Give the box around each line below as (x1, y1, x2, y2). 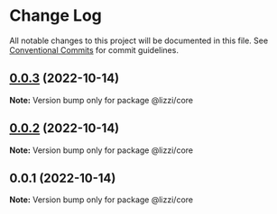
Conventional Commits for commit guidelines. (9, 44, 179, 55)
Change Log (9, 5, 102, 26)
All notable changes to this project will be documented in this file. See (9, 35, 269, 46)
